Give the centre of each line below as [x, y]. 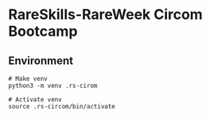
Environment [41, 61]
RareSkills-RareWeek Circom [105, 15]
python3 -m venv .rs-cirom [53, 86]
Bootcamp [43, 31]
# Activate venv [35, 100]
